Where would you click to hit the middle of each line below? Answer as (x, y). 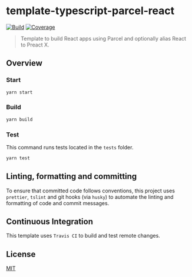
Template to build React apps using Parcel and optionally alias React (103, 38)
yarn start (19, 92)
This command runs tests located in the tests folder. (70, 147)
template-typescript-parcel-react (90, 11)
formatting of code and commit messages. (58, 203)
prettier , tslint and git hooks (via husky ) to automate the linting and (90, 197)
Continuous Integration (49, 222)
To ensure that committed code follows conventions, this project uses (91, 191)
